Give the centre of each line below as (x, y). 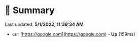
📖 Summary (30, 10)
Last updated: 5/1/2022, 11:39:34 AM (44, 24)
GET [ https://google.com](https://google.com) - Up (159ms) (74, 34)
